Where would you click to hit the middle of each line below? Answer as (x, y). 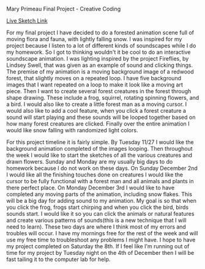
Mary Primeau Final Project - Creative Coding (64, 9)
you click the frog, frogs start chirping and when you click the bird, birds (97, 207)
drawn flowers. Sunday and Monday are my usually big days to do (90, 161)
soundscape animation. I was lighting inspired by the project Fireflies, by (98, 59)
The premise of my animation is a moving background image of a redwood (100, 72)
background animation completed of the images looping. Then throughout (99, 149)
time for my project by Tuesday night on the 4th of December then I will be (100, 253)
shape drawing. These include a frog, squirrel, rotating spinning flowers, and (103, 98)
